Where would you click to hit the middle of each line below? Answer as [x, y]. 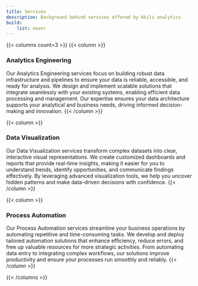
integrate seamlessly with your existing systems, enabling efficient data [93, 92]
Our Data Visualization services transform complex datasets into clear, [92, 150]
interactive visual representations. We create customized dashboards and [96, 157]
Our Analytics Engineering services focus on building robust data [85, 73]
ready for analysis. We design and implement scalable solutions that [89, 86]
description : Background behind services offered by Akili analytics [94, 17]
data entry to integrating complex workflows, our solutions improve [88, 253]
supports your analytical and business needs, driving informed [82, 105]
